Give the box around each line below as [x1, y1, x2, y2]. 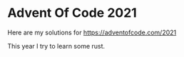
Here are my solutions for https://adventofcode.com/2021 [7, 28, 177, 37]
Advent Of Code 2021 [7, 5, 137, 21]
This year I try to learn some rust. [7, 42, 106, 50]
